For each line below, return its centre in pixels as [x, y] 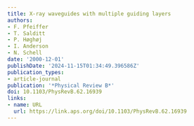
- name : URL [25, 105]
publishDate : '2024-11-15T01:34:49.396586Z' [73, 66]
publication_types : [36, 72]
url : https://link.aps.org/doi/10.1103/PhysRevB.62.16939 [101, 111]
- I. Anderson [28, 46]
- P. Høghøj [25, 40]
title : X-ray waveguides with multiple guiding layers [89, 14]
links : [17, 99]
